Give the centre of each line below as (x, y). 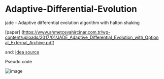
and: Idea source (22, 52)
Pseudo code (18, 61)
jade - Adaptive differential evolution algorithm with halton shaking (72, 23)
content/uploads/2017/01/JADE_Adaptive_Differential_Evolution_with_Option (82, 37)
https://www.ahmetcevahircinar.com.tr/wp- (67, 32)
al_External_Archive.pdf (29, 42)
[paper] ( (14, 32)
